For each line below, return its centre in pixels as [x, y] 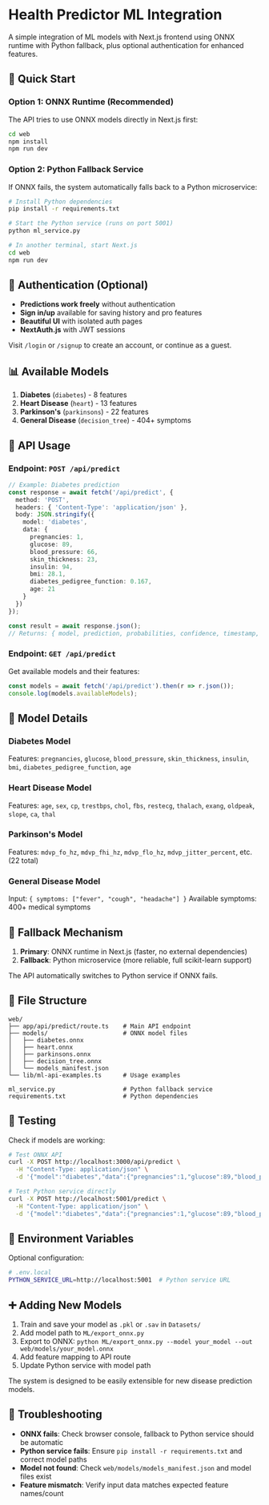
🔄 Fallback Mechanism [66, 932]
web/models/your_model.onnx [66, 1349]
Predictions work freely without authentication [98, 304]
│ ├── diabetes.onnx [46, 1040]
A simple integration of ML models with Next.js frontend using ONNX [122, 37]
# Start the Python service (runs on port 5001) [91, 223]
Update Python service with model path [85, 1365]
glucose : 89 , [51, 544]
